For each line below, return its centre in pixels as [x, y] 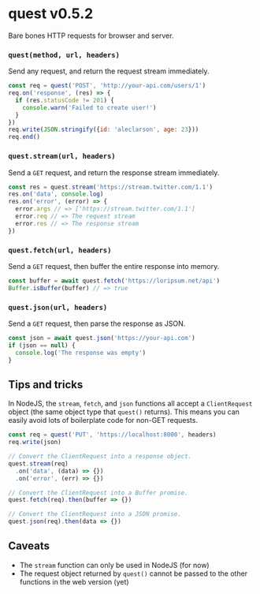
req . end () [24, 137]
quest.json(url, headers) [58, 307]
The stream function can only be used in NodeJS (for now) [115, 565]
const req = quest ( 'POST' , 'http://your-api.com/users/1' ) [107, 86]
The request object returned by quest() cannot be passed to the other [134, 573]
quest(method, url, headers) [64, 55]
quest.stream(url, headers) [62, 156]
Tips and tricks [46, 385]
